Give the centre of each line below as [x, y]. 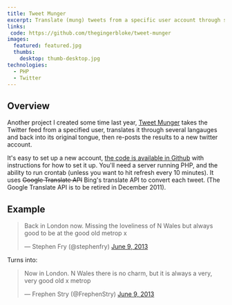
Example [26, 209]
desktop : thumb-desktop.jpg [60, 59]
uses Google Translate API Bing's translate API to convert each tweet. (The [114, 180]
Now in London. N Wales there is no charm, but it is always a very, [118, 273]
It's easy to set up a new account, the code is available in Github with [106, 158]
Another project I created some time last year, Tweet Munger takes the [108, 122]
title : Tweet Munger [37, 13]
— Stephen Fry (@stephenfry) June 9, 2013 [86, 247]
